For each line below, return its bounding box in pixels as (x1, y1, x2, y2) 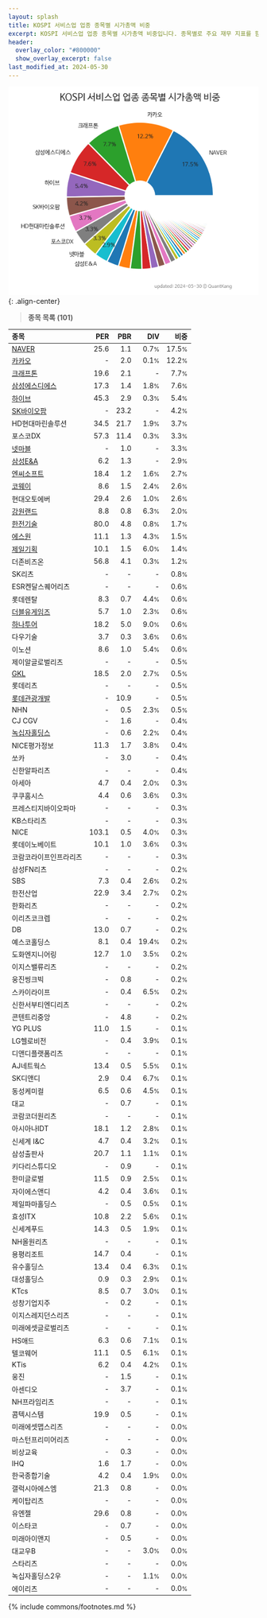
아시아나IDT (11, 1124, 49, 1134)
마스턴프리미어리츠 (11, 1434, 70, 1444)
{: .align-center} (8, 296, 61, 305)
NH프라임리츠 (11, 1397, 55, 1406)
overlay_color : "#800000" (15, 46, 102, 55)
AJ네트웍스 (11, 1061, 47, 1071)
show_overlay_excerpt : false (15, 55, 112, 63)
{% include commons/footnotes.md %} (8, 1602, 137, 1612)
